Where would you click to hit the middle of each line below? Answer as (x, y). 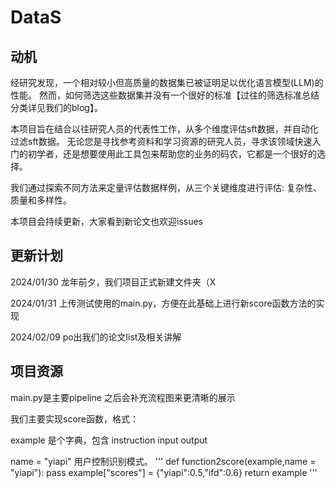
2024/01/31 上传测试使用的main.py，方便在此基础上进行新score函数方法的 (163, 303)
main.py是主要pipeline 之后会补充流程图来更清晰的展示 (123, 397)
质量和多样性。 (41, 200)
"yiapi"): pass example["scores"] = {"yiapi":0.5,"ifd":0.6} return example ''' (164, 472)
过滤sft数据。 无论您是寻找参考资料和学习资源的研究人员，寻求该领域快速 (161, 141)
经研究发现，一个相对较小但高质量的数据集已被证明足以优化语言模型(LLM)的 (167, 82)
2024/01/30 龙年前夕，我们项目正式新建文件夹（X (113, 282)
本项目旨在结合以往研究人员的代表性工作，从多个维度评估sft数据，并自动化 (164, 129)
